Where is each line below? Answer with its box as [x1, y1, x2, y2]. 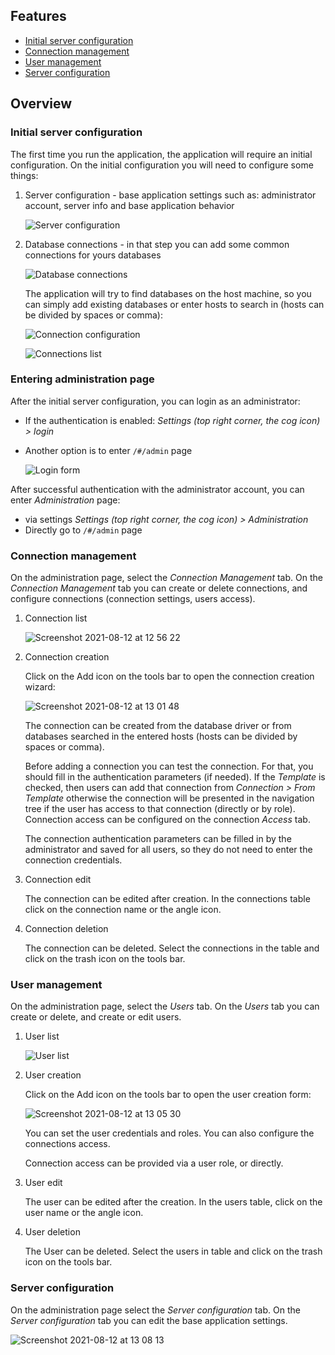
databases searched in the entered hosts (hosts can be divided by [24, 730, 298, 743]
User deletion [24, 1226, 81, 1238]
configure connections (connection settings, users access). [10, 593, 256, 605]
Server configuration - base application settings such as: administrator [24, 189, 317, 201]
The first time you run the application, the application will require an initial [10, 148, 313, 160]
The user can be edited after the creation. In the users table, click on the [24, 1196, 323, 1208]
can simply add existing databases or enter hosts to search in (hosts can [24, 298, 325, 310]
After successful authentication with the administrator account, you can [10, 483, 305, 495]
